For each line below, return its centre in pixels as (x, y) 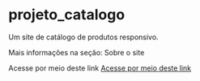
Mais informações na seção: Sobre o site (77, 52)
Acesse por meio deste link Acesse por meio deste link (100, 68)
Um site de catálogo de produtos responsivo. (84, 37)
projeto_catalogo (67, 15)
